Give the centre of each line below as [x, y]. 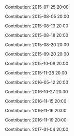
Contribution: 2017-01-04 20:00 [37, 129]
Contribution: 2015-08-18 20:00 [37, 35]
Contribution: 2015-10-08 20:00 [37, 63]
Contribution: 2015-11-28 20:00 [36, 73]
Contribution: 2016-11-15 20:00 [36, 101]
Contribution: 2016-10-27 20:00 [37, 92]
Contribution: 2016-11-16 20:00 [36, 110]
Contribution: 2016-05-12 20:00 [37, 82]
